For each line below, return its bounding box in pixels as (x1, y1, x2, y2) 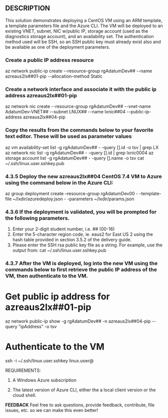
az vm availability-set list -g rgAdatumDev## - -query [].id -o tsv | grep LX (5, 144, 159, 150)
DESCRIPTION (5, 4, 50, 13)
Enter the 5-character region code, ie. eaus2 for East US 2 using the (12, 231, 153, 237)
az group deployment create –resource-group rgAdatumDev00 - (5, 191, 138, 196)
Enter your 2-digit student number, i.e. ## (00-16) (12, 226, 115, 232)
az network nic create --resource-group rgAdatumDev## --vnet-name (5, 103, 151, 109)
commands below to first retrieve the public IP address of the (5, 266, 157, 273)
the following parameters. (5, 214, 70, 221)
